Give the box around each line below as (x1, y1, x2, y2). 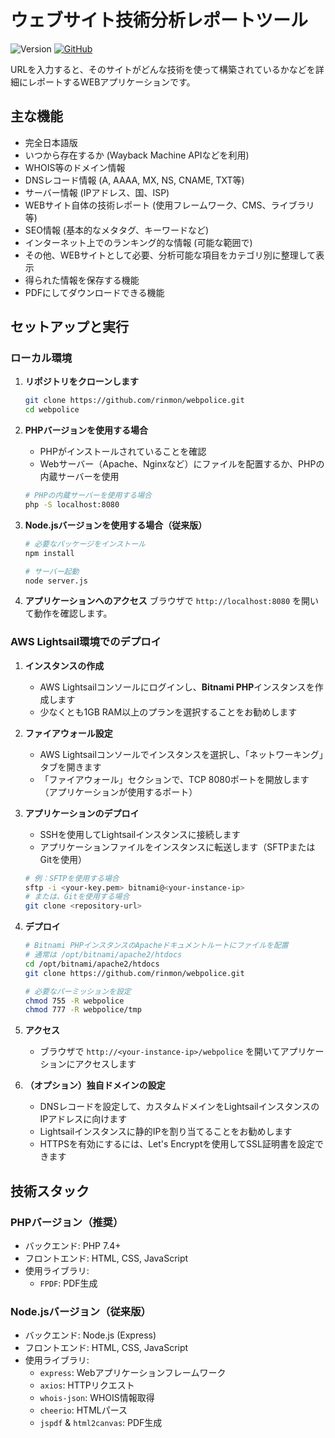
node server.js (24, 576, 89, 586)
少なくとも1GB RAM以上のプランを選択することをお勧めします (39, 706, 298, 718)
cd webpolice (24, 405, 80, 415)
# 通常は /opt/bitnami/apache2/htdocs (24, 950, 183, 960)
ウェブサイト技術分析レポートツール (10, 9, 309, 32)
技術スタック (10, 1182, 90, 1200)
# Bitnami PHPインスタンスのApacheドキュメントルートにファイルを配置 (24, 941, 289, 951)
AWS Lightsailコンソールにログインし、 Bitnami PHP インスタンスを (39, 681, 315, 693)
